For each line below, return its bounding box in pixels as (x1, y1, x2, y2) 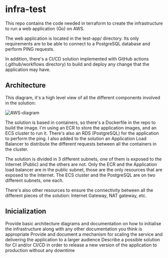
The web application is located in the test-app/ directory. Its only (5, 35, 139, 41)
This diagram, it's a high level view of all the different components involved (5, 94, 160, 100)
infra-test (5, 4, 46, 15)
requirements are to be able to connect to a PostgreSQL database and (5, 40, 150, 46)
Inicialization (5, 207, 46, 216)
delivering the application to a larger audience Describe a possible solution (5, 236, 160, 242)
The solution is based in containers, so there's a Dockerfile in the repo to (5, 119, 156, 125)
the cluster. (5, 146, 29, 152)
